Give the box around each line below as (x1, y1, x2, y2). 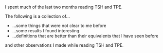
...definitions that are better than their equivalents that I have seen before (12, 33, 159, 39)
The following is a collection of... (5, 13, 70, 19)
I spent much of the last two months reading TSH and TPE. (5, 4, 123, 10)
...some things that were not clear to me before (12, 23, 107, 28)
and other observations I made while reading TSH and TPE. (5, 42, 124, 48)
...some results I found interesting (12, 28, 79, 33)
